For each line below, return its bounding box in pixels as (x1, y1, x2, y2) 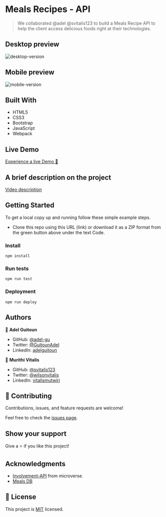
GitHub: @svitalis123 (12, 366, 56, 373)
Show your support (5, 429, 67, 438)
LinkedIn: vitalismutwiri (12, 377, 60, 383)
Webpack (12, 131, 33, 137)
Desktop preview (5, 40, 59, 49)
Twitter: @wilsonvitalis (12, 372, 59, 378)
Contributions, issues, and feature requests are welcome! (5, 405, 124, 411)
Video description (5, 187, 42, 192)
